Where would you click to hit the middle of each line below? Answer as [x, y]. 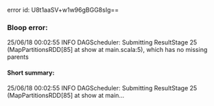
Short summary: [31, 72]
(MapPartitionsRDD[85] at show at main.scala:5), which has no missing [107, 50]
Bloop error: [27, 27]
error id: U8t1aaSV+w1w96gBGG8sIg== [63, 10]
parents [18, 57]
